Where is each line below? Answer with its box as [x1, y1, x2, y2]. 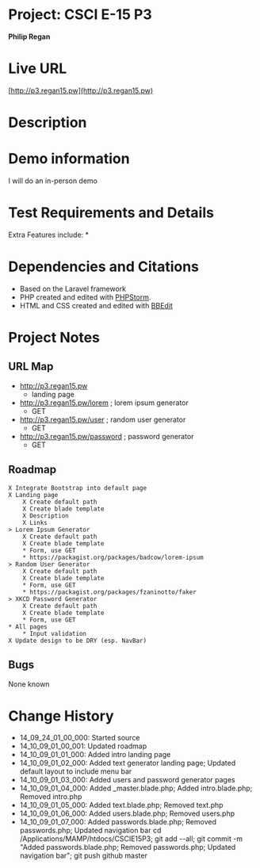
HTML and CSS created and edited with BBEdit [19, 300, 173, 310]
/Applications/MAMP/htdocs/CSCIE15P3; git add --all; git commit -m [19, 834, 243, 843]
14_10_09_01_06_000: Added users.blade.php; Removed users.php [19, 809, 235, 818]
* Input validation [22, 629, 87, 637]
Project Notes [8, 329, 101, 346]
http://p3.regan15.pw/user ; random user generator [19, 415, 186, 424]
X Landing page [8, 491, 59, 499]
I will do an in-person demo [8, 176, 97, 185]
